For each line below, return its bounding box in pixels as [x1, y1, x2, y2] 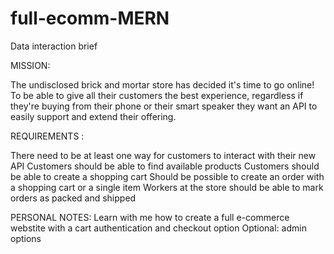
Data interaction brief [10, 40, 98, 52]
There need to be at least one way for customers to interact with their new [10, 149, 317, 161]
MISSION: [10, 59, 51, 71]
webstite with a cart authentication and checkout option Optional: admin [10, 222, 307, 234]
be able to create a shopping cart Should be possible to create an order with [10, 170, 325, 182]
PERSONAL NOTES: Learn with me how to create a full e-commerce [10, 211, 290, 223]
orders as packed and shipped [10, 192, 137, 204]
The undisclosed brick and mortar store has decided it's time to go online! [10, 78, 315, 91]
